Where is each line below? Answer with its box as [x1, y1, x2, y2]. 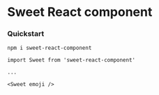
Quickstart [7, 29, 45, 39]
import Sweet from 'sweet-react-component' [7, 57, 136, 64]
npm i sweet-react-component [7, 44, 92, 52]
